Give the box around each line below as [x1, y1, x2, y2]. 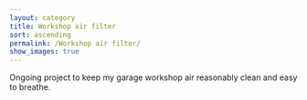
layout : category [9, 13, 76, 23]
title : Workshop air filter [9, 22, 117, 31]
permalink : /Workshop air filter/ [9, 38, 142, 48]
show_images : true [9, 47, 79, 56]
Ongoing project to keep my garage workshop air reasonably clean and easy [9, 72, 298, 83]
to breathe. [9, 82, 51, 93]
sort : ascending [9, 30, 71, 39]
